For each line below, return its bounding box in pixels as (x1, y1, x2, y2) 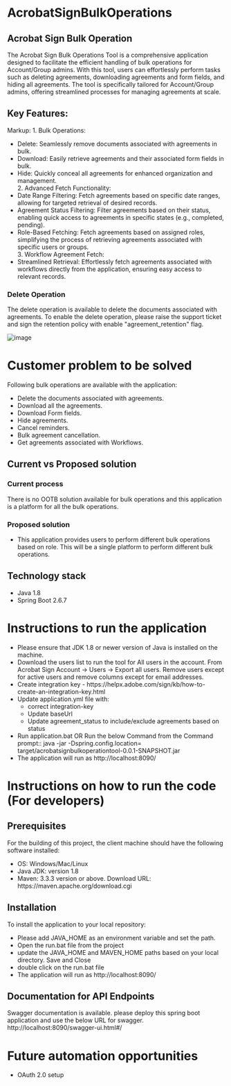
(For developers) (7, 793, 105, 809)
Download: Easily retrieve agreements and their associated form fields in (17, 154, 225, 162)
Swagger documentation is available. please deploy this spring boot (7, 1009, 201, 1017)
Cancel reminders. (17, 424, 71, 432)
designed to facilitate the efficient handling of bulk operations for (7, 58, 192, 67)
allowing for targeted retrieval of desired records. (17, 198, 158, 207)
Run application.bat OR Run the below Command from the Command (17, 732, 214, 740)
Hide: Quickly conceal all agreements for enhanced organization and (17, 169, 213, 178)
